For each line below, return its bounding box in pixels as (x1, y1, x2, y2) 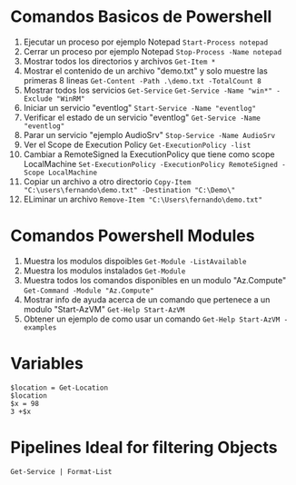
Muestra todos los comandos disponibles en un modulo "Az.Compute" (23, 274, 287, 285)
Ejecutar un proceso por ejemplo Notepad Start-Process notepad (23, 36, 269, 47)
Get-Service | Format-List (10, 467, 113, 476)
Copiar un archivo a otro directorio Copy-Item (23, 175, 192, 187)
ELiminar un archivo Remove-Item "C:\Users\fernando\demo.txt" (23, 193, 262, 204)
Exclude (23, 94, 53, 104)
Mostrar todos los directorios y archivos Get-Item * (23, 55, 216, 66)
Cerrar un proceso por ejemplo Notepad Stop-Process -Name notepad (23, 45, 282, 56)
